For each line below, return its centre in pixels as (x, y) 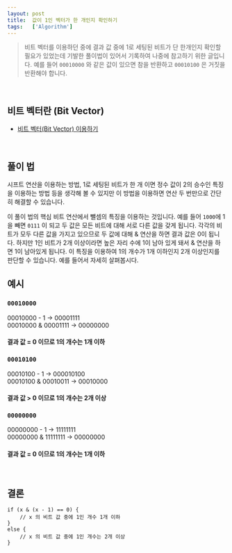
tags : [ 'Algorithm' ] (40, 26)
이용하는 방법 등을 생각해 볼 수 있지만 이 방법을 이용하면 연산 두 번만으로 (111, 193)
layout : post (26, 14)
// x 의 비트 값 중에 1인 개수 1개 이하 (70, 518)
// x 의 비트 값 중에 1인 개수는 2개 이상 (73, 537)
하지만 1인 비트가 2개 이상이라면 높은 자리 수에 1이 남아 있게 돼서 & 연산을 (115, 243)
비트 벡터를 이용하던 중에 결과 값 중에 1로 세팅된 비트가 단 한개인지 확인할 (123, 47)
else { (17, 529)
